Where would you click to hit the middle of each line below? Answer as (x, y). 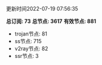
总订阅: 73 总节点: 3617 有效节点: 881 (51, 21)
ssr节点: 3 (27, 56)
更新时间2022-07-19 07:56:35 (42, 9)
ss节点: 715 (28, 41)
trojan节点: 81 (31, 34)
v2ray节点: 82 (31, 48)
